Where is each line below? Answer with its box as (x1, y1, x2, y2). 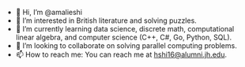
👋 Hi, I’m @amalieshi (15, 8, 83, 17)
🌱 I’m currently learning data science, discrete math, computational (15, 24, 235, 33)
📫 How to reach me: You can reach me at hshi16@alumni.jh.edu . (15, 50, 228, 59)
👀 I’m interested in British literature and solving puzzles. (15, 16, 198, 25)
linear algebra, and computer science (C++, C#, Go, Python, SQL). (15, 32, 232, 42)
